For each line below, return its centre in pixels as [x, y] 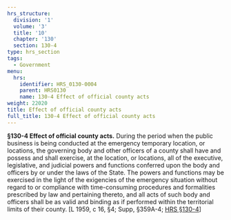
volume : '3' [31, 26]
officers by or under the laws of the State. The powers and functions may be [115, 172]
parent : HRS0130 [43, 90]
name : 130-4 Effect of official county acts [84, 97]
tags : [15, 59]
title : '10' [31, 33]
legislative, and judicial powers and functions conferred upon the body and [114, 165]
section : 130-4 [35, 46]
